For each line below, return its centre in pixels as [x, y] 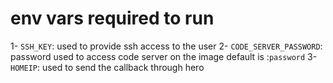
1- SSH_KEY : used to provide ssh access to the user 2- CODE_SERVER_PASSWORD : [166, 46]
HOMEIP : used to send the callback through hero [107, 67]
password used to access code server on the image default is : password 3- [164, 56]
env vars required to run [112, 18]
